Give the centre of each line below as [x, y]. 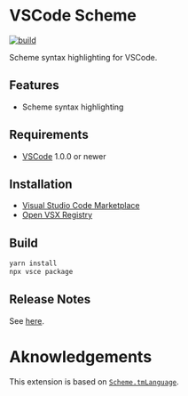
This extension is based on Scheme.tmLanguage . [94, 381]
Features [34, 85]
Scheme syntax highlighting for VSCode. [83, 57]
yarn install [33, 263]
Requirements [49, 135]
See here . [27, 320]
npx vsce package [41, 272]
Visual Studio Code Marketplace [81, 206]
